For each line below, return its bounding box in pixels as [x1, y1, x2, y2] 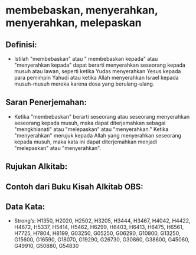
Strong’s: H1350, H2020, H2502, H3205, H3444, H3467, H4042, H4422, [14, 217, 191, 224]
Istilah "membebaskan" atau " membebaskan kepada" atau [14, 55, 158, 62]
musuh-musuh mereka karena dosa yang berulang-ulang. [14, 80, 155, 87]
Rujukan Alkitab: [5, 162, 68, 172]
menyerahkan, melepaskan [5, 16, 142, 30]
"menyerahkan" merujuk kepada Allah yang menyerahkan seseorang [14, 132, 181, 139]
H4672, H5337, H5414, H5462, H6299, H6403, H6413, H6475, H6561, [14, 224, 184, 231]
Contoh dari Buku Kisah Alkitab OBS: [5, 181, 144, 192]
